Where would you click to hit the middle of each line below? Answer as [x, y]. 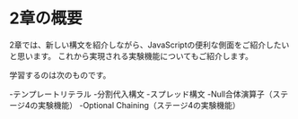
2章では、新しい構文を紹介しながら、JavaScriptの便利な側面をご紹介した [145, 45]
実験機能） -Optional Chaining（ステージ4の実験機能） [139, 105]
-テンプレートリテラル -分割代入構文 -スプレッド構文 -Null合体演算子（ [141, 94]
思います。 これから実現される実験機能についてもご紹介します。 [135, 55]
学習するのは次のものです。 [60, 75]
